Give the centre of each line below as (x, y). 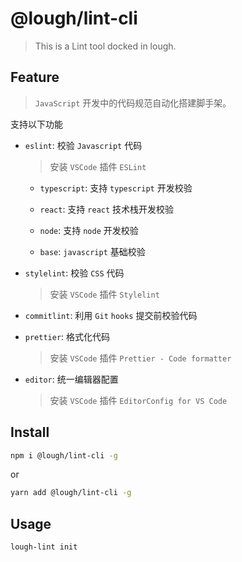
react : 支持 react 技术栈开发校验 (107, 209)
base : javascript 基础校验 (92, 251)
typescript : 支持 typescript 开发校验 (116, 188)
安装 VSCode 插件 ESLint (98, 166)
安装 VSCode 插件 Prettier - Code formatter (140, 358)
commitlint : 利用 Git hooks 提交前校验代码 (111, 315)
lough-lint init (44, 547)
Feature (35, 77)
